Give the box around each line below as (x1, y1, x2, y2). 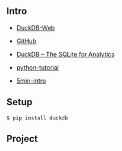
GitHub (16, 37, 37, 45)
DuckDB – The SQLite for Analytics (16, 50, 115, 58)
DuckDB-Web (16, 23, 56, 31)
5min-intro (16, 77, 47, 85)
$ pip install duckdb (6, 114, 69, 122)
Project (6, 133, 38, 145)
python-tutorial (16, 63, 59, 71)
